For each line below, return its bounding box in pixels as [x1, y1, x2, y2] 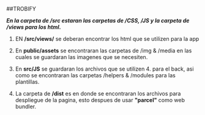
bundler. [15, 103, 37, 110]
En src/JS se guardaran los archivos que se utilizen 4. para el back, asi [15, 65, 194, 72]
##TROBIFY [6, 5, 37, 12]
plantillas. [15, 78, 40, 85]
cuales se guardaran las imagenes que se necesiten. [15, 54, 148, 60]
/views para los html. [6, 24, 61, 30]
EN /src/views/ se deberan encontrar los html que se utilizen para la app [15, 35, 199, 42]
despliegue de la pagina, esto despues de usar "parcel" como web [15, 97, 185, 103]
